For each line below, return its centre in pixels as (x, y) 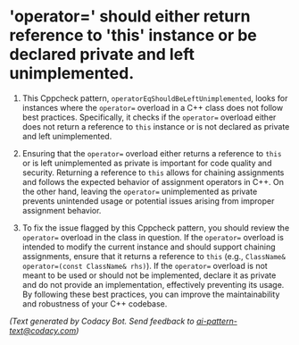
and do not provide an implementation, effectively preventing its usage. (153, 284)
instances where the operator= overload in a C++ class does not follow (153, 107)
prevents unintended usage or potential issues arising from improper (148, 201)
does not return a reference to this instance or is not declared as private (156, 126)
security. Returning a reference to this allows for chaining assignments (153, 172)
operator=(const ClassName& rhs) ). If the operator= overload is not (145, 265)
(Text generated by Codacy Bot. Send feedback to (102, 321)
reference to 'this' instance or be (133, 35)
